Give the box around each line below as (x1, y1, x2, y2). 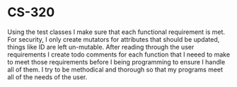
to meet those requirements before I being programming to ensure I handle (7, 57, 226, 66)
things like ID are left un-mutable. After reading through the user (7, 42, 195, 51)
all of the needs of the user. (7, 72, 88, 81)
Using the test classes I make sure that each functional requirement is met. (7, 28, 225, 36)
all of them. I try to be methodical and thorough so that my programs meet (7, 65, 224, 74)
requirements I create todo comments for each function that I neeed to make (7, 50, 231, 59)
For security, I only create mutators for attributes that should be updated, (7, 35, 220, 43)
